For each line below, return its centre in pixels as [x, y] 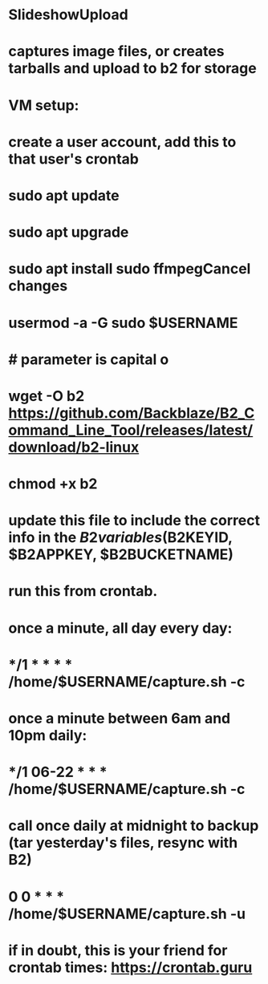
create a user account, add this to [122, 142]
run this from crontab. [83, 591]
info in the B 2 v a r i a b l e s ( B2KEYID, [120, 538]
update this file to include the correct [134, 521]
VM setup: [44, 105]
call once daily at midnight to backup [134, 826]
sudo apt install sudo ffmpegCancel [130, 269]
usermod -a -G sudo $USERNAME [123, 323]
